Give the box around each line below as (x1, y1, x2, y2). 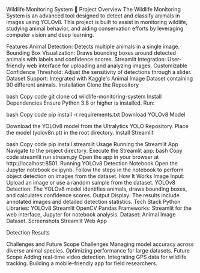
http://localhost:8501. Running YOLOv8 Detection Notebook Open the (6, 160, 178, 167)
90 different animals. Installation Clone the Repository (6, 81, 139, 88)
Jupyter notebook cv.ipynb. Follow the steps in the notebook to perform (6, 166, 184, 173)
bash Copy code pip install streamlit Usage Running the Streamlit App (6, 141, 178, 147)
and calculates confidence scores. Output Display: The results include (6, 192, 180, 198)
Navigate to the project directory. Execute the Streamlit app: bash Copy (6, 147, 183, 154)
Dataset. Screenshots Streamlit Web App (6, 217, 107, 224)
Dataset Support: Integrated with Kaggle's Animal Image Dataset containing (6, 75, 193, 82)
